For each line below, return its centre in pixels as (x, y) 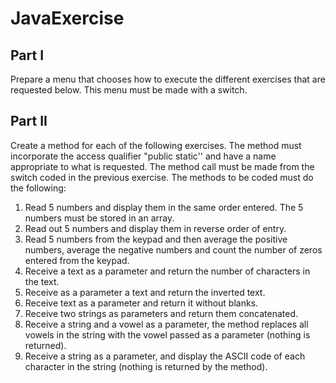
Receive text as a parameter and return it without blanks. (141, 303)
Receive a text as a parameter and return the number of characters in (167, 271)
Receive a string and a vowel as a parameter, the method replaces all (166, 324)
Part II (29, 121)
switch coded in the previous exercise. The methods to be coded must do (162, 177)
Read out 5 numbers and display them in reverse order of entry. (155, 228)
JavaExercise (67, 18)
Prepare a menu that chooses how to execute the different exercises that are (168, 79)
